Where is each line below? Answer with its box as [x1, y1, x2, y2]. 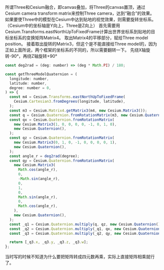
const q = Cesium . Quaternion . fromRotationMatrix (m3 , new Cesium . [9, 112, 145, 117]
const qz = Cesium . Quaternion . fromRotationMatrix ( [9, 135, 115, 140]
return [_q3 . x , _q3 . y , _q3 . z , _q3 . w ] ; [9, 240, 89, 245]
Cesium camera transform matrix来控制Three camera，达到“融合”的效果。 [5, 10, 155, 16]
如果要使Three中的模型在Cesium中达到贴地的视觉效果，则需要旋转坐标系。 [5, 17, 156, 22]
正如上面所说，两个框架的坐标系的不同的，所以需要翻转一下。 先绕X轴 [5, 47, 146, 53]
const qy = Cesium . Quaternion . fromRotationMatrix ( [9, 158, 115, 163]
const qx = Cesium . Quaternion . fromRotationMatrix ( [9, 117, 115, 122]
